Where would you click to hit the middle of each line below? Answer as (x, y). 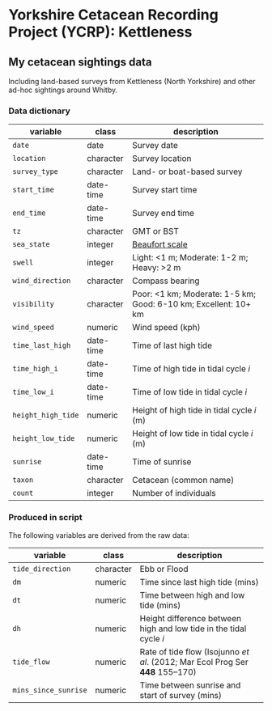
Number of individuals (174, 493)
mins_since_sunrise (50, 690)
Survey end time (163, 214)
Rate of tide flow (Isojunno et (194, 651)
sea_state (31, 245)
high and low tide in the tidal (193, 628)
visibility (33, 304)
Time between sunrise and (190, 685)
